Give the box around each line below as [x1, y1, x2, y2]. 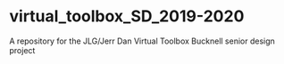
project [9, 44, 36, 55]
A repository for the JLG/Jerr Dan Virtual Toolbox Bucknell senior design [9, 36, 275, 46]
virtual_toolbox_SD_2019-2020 [9, 6, 245, 27]
